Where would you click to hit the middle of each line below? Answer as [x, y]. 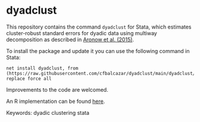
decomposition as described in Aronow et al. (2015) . [70, 39]
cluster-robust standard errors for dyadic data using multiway [82, 33]
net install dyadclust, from [42, 68]
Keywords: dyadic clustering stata [48, 112]
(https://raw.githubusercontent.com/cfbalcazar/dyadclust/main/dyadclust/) [102, 73]
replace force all [29, 79]
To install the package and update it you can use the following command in [98, 51]
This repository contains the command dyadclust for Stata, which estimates [99, 27]
